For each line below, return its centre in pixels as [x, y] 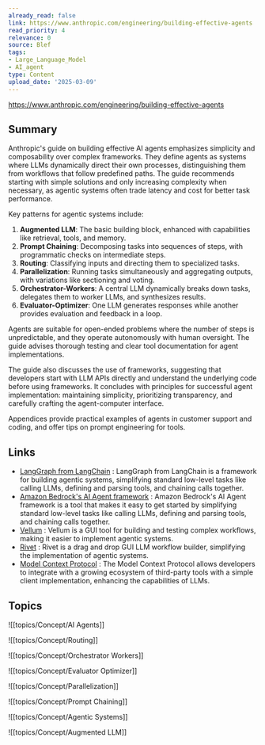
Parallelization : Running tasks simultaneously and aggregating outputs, [136, 272]
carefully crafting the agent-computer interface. [86, 403]
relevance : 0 [30, 38]
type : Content [32, 74]
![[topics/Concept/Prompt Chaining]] [68, 701]
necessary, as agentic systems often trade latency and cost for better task [129, 190]
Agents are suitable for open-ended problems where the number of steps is [131, 329]
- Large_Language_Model [47, 60]
